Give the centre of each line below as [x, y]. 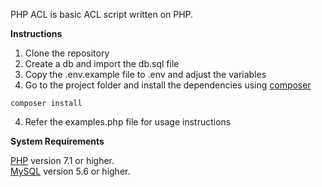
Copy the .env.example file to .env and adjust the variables [145, 74]
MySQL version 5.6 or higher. [70, 171]
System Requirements [57, 141]
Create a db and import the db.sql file [102, 63]
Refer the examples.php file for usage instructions [128, 122]
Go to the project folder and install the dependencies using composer [168, 85]
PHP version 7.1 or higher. [62, 160]
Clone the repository [67, 53]
